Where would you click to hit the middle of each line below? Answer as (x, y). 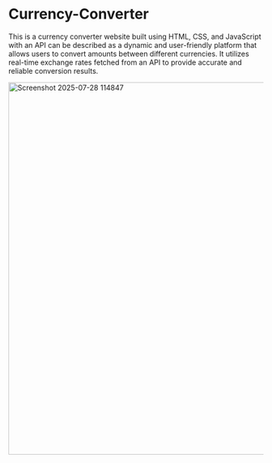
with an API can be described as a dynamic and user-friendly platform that (133, 45)
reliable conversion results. (53, 70)
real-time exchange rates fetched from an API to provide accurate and (125, 62)
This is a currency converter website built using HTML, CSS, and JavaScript (135, 36)
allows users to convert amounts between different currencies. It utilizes (129, 53)
